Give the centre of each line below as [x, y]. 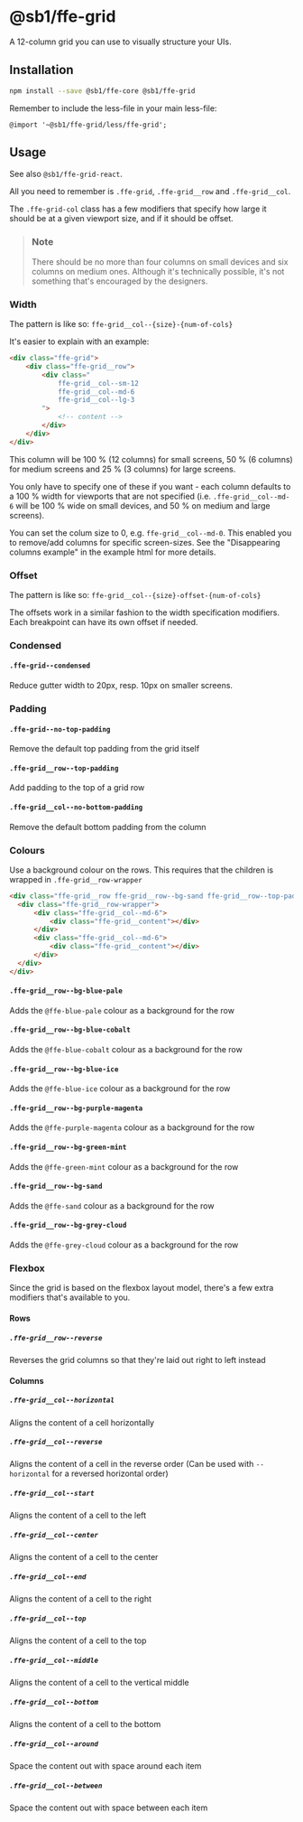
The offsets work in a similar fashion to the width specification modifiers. [144, 612]
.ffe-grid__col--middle [54, 1660]
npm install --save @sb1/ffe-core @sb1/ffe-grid [102, 91]
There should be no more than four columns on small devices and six [160, 262]
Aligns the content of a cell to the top [78, 1640]
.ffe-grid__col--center [54, 1536]
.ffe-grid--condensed [50, 666]
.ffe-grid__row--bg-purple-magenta [76, 1108]
